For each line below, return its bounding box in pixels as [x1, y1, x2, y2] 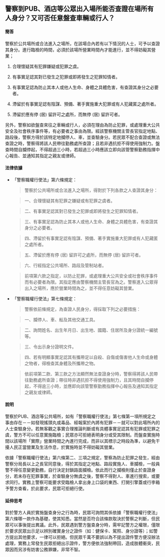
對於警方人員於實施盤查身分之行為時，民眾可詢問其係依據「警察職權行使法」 [5, 510, 160, 516]
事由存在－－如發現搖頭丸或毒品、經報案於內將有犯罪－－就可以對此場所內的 [5, 419, 160, 425]
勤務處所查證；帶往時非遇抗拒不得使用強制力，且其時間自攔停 [28, 377, 154, 383]
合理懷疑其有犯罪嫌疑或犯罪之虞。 [12, 63, 82, 69]
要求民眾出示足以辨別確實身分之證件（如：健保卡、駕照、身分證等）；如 [9, 528, 154, 534]
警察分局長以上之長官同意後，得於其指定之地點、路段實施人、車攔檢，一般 [5, 461, 156, 467]
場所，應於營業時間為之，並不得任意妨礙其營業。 [37, 285, 137, 291]
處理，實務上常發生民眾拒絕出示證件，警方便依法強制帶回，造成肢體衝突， [5, 540, 156, 546]
